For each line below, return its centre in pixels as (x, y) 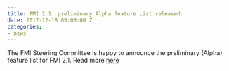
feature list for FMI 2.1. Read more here (63, 61)
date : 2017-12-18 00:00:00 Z (50, 20)
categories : (25, 26)
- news (17, 33)
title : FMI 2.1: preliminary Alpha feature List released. (96, 14)
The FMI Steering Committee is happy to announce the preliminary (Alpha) (115, 53)
